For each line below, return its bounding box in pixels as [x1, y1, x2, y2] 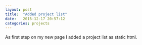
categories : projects [5, 21, 50, 26]
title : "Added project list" [5, 12, 68, 17]
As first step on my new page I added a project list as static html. [5, 34, 138, 40]
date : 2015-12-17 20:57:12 [5, 16, 65, 21]
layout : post [5, 7, 32, 12]
